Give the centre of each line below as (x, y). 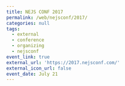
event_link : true (28, 57)
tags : (13, 29)
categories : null (28, 23)
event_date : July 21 (32, 74)
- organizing (28, 46)
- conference (28, 40)
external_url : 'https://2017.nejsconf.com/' (63, 62)
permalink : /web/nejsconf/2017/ (47, 18)
